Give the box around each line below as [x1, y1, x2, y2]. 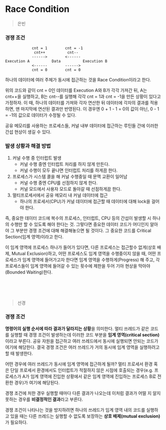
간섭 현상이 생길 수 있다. [5, 129, 52, 135]
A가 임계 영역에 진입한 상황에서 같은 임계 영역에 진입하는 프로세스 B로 [22, 373, 157, 379]
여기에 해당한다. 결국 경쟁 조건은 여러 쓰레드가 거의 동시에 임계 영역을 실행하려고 [5, 344, 160, 350]
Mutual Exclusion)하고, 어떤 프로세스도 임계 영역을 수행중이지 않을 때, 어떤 [11, 250, 156, 256]
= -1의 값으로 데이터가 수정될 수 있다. [5, 112, 77, 118]
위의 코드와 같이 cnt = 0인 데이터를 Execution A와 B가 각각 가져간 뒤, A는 [5, 87, 147, 93]
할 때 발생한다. [5, 350, 33, 356]
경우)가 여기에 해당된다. [14, 379, 60, 385]
